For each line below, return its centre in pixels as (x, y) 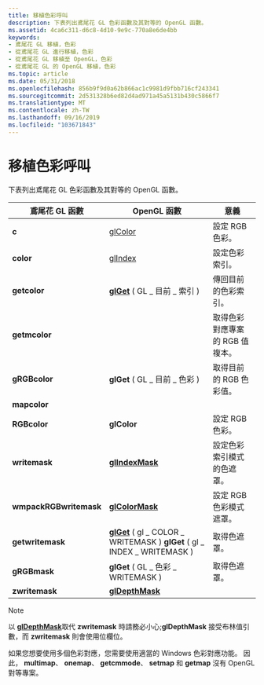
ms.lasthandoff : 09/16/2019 (54, 118)
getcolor (28, 290)
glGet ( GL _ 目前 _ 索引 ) (154, 291)
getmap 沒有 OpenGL (220, 663)
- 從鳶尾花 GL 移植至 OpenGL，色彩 (60, 60)
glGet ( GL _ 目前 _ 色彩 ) (154, 379)
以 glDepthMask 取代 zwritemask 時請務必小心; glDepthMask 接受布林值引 (129, 626)
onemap (78, 663)
